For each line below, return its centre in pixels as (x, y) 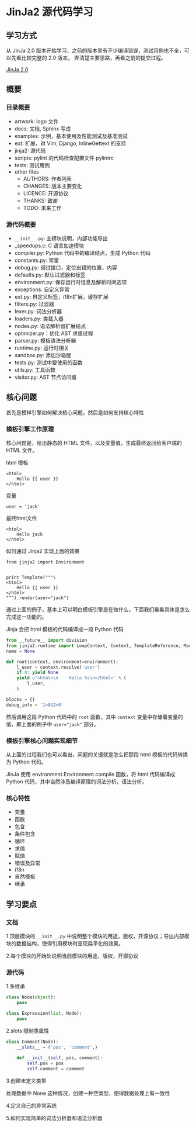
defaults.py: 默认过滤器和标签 (50, 275)
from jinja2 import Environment (45, 562)
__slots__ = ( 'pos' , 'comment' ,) (57, 1047)
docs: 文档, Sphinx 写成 (43, 129)
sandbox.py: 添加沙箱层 (43, 355)
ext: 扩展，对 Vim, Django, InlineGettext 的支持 (70, 143)
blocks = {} (20, 699)
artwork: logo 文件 (36, 121)
